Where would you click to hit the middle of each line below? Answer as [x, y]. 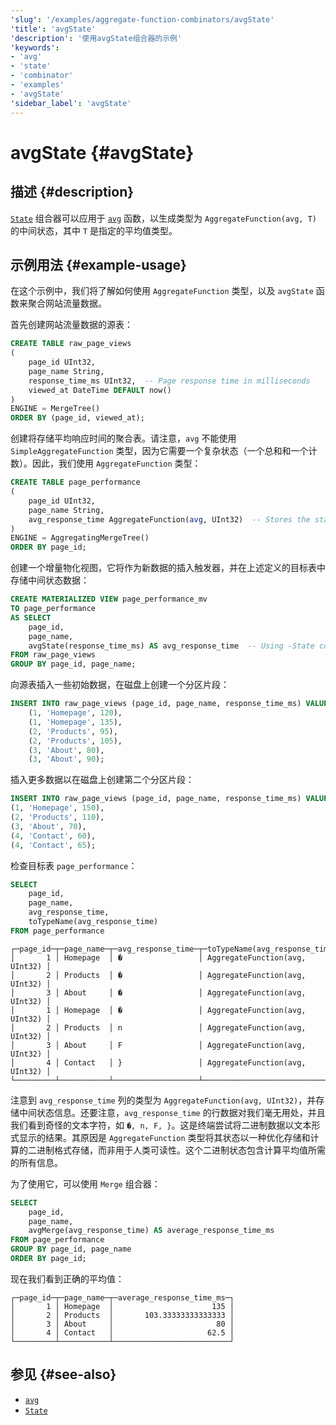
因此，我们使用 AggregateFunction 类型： [116, 463]
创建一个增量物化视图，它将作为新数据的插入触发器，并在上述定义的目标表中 [168, 568]
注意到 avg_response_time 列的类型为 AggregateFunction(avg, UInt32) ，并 [163, 1100]
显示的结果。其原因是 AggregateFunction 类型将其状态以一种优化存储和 [164, 1137]
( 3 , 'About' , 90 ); [66, 759]
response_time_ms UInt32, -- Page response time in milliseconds [169, 381]
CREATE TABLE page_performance [75, 482]
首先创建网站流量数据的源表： [71, 325]
